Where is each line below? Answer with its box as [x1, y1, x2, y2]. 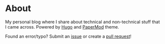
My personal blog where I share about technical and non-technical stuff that [5, 19, 160, 25]
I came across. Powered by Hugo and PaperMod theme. [5, 24, 120, 29]
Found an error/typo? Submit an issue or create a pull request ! [5, 33, 132, 39]
